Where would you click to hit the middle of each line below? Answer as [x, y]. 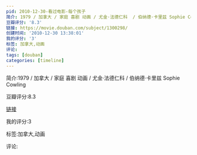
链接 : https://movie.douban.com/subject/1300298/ [67, 28]
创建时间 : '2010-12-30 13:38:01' [45, 33]
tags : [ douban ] [25, 55]
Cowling [16, 84]
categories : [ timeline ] [35, 60]
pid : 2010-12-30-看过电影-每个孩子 [46, 11]
